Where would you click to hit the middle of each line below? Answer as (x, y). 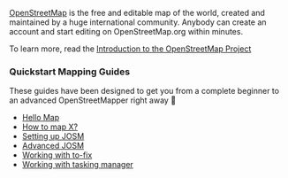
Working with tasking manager (78, 165)
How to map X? (49, 127)
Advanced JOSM (53, 146)
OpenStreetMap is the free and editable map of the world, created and (137, 13)
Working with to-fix (57, 155)
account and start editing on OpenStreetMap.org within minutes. (126, 31)
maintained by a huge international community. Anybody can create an (138, 22)
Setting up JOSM (53, 136)
